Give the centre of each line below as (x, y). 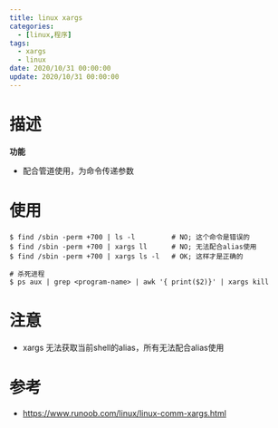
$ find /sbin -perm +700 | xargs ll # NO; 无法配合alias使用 (133, 247)
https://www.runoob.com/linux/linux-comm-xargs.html (124, 413)
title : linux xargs (46, 18)
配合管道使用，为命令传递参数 (78, 170)
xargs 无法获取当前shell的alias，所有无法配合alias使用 (123, 347)
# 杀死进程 (27, 274)
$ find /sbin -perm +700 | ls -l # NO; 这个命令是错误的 (130, 237)
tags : (19, 43)
